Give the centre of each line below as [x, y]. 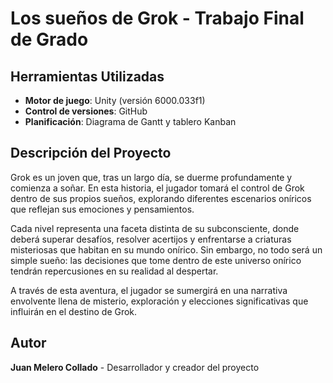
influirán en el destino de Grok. [74, 311]
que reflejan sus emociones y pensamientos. [102, 209]
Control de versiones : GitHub [86, 111]
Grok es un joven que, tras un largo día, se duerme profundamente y [151, 177]
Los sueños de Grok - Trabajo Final [157, 18]
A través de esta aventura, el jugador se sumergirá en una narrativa [149, 290]
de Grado [49, 39]
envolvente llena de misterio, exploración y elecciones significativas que [159, 301]
